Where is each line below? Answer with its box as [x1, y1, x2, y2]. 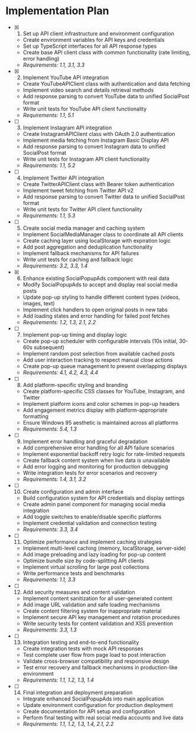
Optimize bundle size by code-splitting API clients [22, 557, 144, 564]
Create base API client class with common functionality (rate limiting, [22, 48, 191, 56]
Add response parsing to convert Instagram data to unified [22, 143, 166, 150]
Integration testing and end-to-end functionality [22, 638, 139, 646]
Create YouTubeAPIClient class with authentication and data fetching [22, 80, 190, 87]
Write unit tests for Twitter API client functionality [22, 206, 143, 213]
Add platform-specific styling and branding [22, 381, 128, 388]
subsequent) [34, 344, 65, 351]
